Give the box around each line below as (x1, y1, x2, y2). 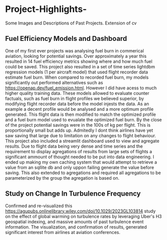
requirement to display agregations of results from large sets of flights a (5, 148, 153, 154)
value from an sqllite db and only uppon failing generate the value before (5, 164, 154, 170)
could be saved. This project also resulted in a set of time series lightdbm (5, 63, 155, 69)
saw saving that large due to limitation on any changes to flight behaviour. (5, 132, 157, 138)
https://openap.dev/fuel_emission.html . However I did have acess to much (5, 85, 157, 91)
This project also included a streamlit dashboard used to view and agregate (5, 138, 160, 144)
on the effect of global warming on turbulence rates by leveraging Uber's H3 (5, 213, 162, 219)
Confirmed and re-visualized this (5, 203, 73, 209)
